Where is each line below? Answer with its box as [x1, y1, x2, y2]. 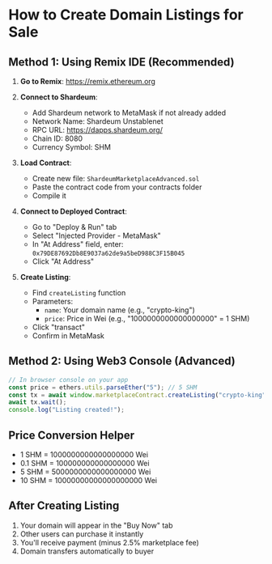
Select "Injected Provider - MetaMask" [32, 231, 162, 240]
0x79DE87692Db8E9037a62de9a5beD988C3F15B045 [32, 249, 185, 257]
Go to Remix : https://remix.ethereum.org [19, 77, 156, 86]
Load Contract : [19, 158, 72, 168]
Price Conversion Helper [8, 428, 135, 442]
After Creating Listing [8, 499, 120, 513]
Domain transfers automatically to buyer [19, 546, 155, 556]
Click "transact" [32, 322, 86, 332]
